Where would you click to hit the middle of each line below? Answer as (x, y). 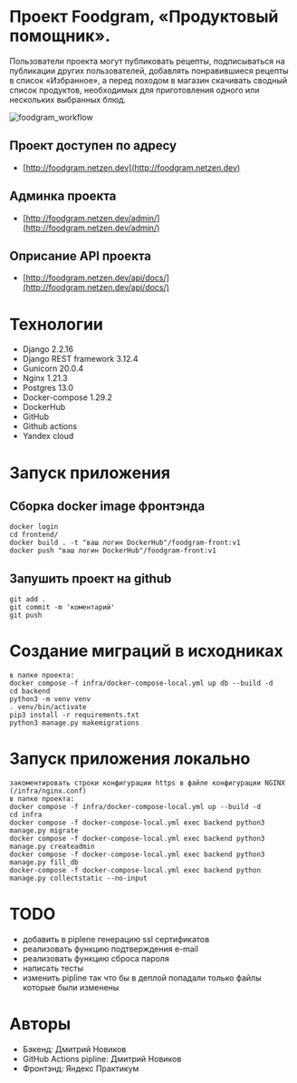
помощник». (60, 36)
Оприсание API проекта (81, 256)
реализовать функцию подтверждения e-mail (110, 949)
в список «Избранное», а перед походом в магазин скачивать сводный (148, 80)
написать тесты (53, 968)
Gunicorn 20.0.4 (53, 368)
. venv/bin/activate (48, 707)
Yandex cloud (48, 436)
